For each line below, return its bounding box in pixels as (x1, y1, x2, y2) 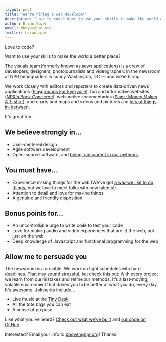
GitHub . (5, 322, 21, 328)
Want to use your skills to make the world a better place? (5, 53, 121, 59)
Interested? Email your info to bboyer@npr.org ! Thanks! (5, 331, 118, 337)
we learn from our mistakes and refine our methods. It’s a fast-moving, (5, 276, 149, 282)
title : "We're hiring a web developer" (5, 12, 87, 17)
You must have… (5, 166, 58, 175)
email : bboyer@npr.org (5, 26, 52, 31)
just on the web (12, 233, 44, 239)
